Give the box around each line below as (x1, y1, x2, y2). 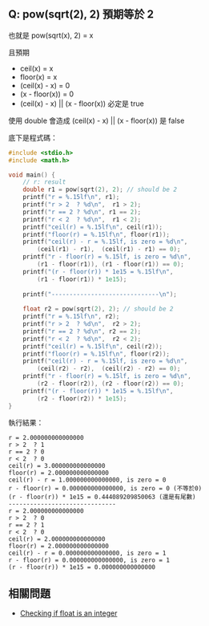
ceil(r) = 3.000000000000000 (8, 461, 106, 469)
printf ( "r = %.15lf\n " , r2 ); (22, 312, 120, 321)
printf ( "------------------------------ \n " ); (22, 290, 178, 299)
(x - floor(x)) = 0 (19, 89, 74, 99)
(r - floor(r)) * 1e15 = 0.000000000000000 (8, 563, 156, 571)
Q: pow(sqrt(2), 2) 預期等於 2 (8, 7, 155, 22)
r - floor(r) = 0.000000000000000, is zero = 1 (8, 556, 171, 564)
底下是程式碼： (8, 132, 58, 142)
